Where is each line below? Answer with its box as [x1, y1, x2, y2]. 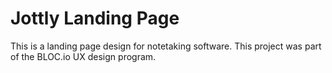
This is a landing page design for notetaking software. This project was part [10, 40, 322, 52]
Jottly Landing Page [10, 7, 180, 30]
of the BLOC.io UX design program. [10, 50, 157, 62]
